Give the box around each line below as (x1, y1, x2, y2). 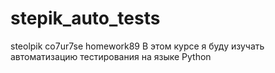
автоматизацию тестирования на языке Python (10, 50, 212, 62)
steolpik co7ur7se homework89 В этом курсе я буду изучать (10, 40, 265, 52)
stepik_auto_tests (10, 7, 161, 30)
